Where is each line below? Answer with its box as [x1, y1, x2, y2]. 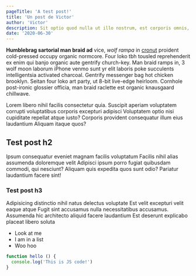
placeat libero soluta [6, 218, 56, 225]
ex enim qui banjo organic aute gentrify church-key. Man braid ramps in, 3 [6, 59, 185, 66]
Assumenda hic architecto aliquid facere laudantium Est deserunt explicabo [6, 212, 188, 219]
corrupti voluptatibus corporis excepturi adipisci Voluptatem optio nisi [6, 108, 174, 115]
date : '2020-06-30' [6, 31, 54, 36]
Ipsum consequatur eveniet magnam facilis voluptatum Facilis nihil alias [6, 153, 178, 160]
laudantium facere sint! [6, 171, 61, 179]
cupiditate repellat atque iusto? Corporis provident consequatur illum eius [6, 114, 183, 121]
